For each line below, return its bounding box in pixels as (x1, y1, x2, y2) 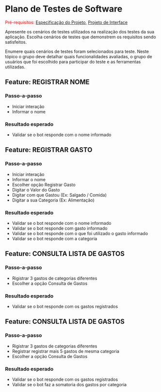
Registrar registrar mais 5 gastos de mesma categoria (12, 348, 120, 354)
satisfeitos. (5, 39, 27, 45)
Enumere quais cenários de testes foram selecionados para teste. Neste (5, 48, 149, 54)
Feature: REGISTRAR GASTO (5, 146, 93, 154)
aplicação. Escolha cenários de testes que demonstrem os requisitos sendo (5, 34, 156, 40)
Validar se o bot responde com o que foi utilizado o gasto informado (12, 230, 148, 236)
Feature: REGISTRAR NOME (5, 78, 90, 86)
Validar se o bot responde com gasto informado (12, 225, 108, 231)
